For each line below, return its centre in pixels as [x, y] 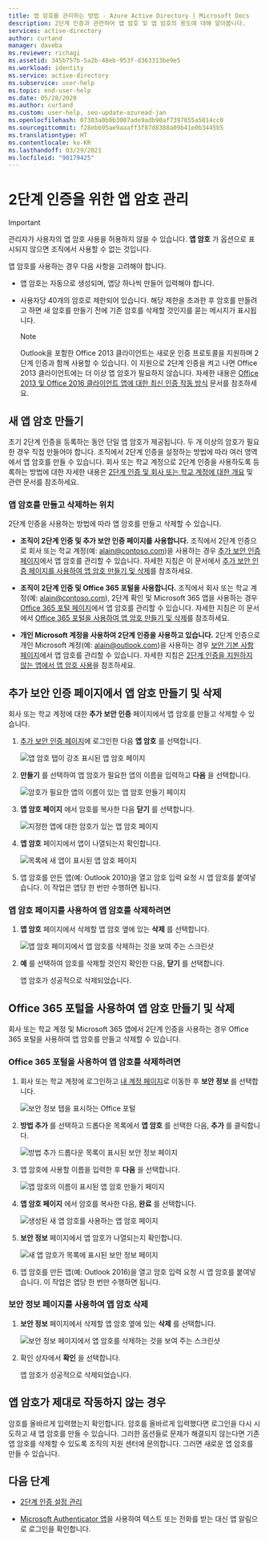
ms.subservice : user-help [51, 83]
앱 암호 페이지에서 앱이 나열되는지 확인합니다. [90, 843]
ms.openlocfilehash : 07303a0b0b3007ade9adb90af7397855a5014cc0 [116, 120]
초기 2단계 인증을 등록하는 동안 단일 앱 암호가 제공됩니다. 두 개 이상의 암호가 [126, 442]
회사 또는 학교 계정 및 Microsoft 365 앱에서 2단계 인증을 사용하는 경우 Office [129, 1029]
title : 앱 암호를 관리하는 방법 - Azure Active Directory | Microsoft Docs [129, 16]
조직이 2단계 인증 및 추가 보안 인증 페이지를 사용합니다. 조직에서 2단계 [128, 541]
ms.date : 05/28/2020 [43, 98]
